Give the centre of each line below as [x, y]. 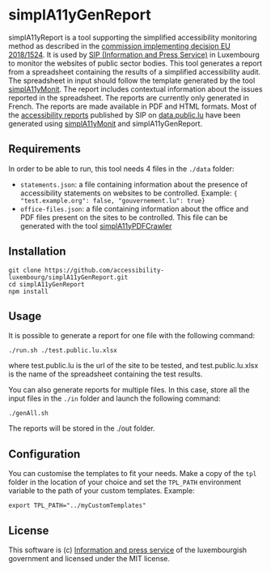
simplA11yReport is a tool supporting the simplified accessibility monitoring [133, 37]
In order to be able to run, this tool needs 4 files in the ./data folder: [121, 169]
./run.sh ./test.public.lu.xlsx [63, 350]
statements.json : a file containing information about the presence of [134, 184]
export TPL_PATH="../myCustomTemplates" [78, 506]
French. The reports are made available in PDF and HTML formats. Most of [133, 106]
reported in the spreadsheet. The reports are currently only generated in [129, 97]
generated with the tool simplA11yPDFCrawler [96, 225]
